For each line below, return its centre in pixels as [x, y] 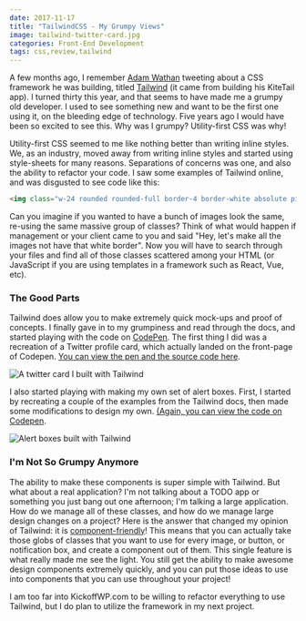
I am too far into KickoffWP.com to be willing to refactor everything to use [147, 596]
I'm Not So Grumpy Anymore [74, 463]
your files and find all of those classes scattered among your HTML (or [142, 255]
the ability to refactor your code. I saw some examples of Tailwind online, [147, 173]
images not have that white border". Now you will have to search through [146, 245]
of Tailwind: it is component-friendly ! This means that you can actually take [150, 530]
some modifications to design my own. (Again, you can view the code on [146, 412]
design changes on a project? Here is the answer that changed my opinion [149, 521]
